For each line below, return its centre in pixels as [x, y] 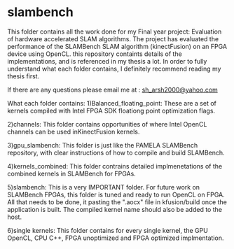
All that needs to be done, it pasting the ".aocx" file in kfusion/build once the [117, 202]
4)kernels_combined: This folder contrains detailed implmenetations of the [115, 166]
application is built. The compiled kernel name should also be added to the [115, 209]
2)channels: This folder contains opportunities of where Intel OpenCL [107, 124]
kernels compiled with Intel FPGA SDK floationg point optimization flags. [111, 111]
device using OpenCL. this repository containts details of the [95, 54]
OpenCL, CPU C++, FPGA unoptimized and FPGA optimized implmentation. [116, 238]
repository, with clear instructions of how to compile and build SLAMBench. [116, 152]
